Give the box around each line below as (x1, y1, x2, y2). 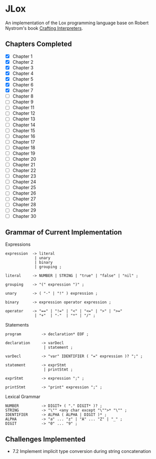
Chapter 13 (12, 116, 35, 122)
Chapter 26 (12, 190, 36, 196)
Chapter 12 (12, 110, 35, 116)
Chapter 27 (12, 196, 36, 202)
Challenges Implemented (5, 435, 86, 443)
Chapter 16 (12, 133, 35, 139)
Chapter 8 (12, 93, 34, 99)
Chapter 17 (12, 139, 35, 145)
